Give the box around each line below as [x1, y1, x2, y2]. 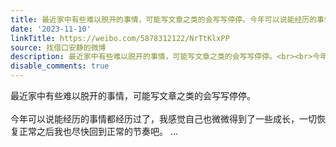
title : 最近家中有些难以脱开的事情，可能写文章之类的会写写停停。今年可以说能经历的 [10, 14, 318, 25]
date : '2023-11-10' [10, 24, 92, 34]
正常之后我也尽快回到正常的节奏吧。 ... [18, 126, 179, 137]
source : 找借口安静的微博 [10, 42, 107, 53]
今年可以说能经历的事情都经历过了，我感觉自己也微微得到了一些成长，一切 [10, 113, 317, 125]
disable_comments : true [10, 61, 110, 71]
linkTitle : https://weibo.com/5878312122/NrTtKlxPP [10, 33, 230, 43]
